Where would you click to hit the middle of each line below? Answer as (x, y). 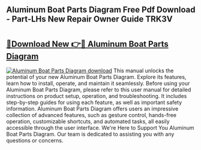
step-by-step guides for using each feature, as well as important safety (94, 102)
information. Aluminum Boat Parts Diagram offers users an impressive (92, 109)
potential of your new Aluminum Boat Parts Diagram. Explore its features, (96, 77)
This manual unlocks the (143, 71)
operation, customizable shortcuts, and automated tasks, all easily (88, 121)
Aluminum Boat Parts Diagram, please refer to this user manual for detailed (99, 90)
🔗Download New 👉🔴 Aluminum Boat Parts (88, 44)
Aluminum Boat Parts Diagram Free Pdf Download (101, 10)
